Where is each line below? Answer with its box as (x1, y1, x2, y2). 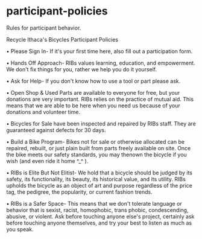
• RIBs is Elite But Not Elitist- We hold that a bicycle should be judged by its (6, 169, 193, 176)
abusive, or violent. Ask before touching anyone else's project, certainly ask (6, 212, 195, 220)
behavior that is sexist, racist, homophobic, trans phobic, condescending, (6, 206, 189, 214)
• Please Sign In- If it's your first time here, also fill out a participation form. (6, 47, 193, 55)
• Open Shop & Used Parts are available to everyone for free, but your (6, 89, 180, 96)
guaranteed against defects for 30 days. (6, 126, 107, 133)
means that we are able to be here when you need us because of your (6, 101, 181, 109)
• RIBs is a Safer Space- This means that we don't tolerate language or (6, 200, 182, 207)
